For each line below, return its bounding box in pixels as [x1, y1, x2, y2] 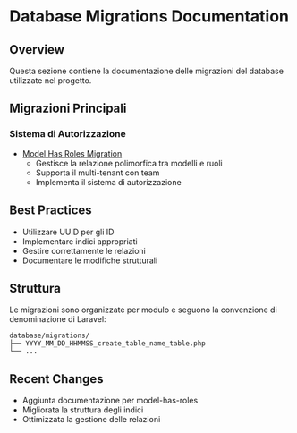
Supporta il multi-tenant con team [35, 167, 160, 178]
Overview [9, 42, 65, 57]
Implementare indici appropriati [21, 235, 138, 247]
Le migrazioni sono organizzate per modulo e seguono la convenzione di [9, 304, 277, 315]
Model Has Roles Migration [21, 148, 123, 158]
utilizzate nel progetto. [9, 75, 92, 86]
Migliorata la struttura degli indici [21, 404, 144, 415]
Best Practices [9, 203, 92, 218]
